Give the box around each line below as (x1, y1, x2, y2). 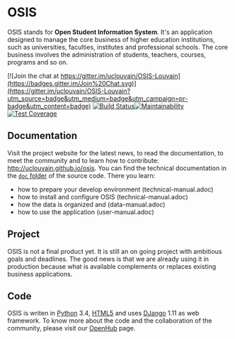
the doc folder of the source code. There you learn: (7, 171, 156, 179)
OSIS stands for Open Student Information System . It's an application (7, 28, 212, 36)
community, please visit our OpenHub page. (7, 324, 136, 333)
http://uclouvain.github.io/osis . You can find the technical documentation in (7, 164, 227, 172)
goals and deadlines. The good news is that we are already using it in (7, 255, 210, 263)
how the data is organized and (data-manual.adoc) (17, 200, 166, 209)
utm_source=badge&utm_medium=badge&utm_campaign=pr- (7, 94, 188, 103)
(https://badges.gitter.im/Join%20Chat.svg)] (7, 79, 137, 87)
